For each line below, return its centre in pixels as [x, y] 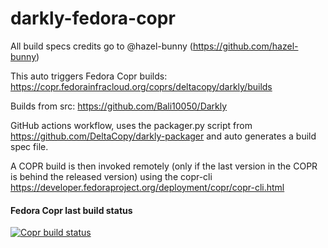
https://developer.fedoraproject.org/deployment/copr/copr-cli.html [147, 187]
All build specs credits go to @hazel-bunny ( [101, 46]
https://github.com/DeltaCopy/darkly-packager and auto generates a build [163, 136]
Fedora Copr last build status [71, 210]
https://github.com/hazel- [245, 46]
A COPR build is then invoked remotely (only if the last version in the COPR [164, 166]
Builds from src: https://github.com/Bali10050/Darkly [119, 106]
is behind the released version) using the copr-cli [111, 176]
